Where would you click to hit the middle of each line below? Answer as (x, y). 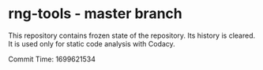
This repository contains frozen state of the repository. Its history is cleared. (131, 35)
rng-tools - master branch (96, 14)
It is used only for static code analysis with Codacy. (92, 43)
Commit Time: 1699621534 (52, 59)
